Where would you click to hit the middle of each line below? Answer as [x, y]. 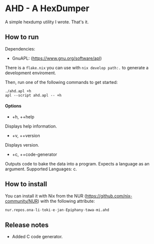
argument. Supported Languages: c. [41, 169]
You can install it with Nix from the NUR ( [46, 196]
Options [13, 106]
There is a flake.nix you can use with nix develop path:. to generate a [77, 67]
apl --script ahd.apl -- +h [33, 95]
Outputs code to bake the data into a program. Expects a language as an [77, 163]
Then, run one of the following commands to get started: [62, 82]
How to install [26, 184]
